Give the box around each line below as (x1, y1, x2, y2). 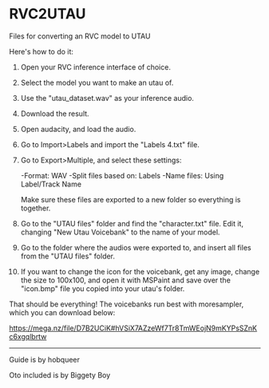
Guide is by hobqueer (9, 354, 81, 364)
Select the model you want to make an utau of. (20, 78, 174, 87)
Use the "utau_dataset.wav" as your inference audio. (20, 93, 195, 102)
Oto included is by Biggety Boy (9, 370, 111, 380)
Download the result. (20, 109, 90, 118)
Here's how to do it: (9, 46, 74, 56)
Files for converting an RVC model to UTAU (9, 31, 151, 41)
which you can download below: (9, 307, 116, 317)
